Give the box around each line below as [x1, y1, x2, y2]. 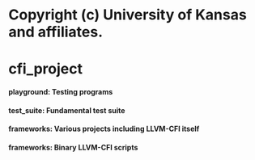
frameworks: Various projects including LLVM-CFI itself [8, 124, 200, 134]
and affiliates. [8, 23, 104, 41]
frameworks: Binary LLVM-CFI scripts [8, 142, 138, 152]
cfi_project [8, 60, 83, 78]
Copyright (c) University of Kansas [8, 6, 247, 24]
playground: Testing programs [8, 86, 113, 96]
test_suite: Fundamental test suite [8, 105, 125, 115]
